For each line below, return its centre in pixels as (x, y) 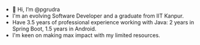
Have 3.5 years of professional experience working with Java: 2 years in (103, 22)
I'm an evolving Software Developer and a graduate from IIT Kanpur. (98, 16)
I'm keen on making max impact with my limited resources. (86, 35)
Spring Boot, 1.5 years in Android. (54, 29)
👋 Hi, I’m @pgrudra (36, 9)
